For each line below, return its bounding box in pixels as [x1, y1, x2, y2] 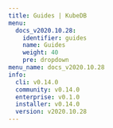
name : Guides [22, 41, 66, 49]
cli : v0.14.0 [15, 78, 59, 86]
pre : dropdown [22, 56, 69, 64]
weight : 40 [22, 48, 59, 56]
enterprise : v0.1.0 [15, 93, 80, 101]
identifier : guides [22, 33, 88, 42]
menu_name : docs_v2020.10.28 [8, 64, 105, 72]
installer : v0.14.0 [15, 100, 80, 108]
